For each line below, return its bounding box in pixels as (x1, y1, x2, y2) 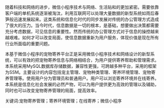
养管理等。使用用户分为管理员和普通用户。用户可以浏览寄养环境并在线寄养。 (5, 75, 159, 81)
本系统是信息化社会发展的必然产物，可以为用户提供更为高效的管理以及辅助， (5, 82, 159, 87)
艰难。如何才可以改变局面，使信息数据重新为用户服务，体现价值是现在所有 (9, 35, 159, 40)
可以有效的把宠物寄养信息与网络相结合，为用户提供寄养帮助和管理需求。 (13, 57, 159, 63)
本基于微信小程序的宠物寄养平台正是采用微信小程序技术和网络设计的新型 (5, 51, 150, 57)
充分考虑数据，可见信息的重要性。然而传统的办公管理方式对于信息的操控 (5, 29, 150, 34)
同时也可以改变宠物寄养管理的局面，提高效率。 (5, 88, 99, 93)
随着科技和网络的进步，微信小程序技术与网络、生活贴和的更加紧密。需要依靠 (5, 4, 159, 10)
